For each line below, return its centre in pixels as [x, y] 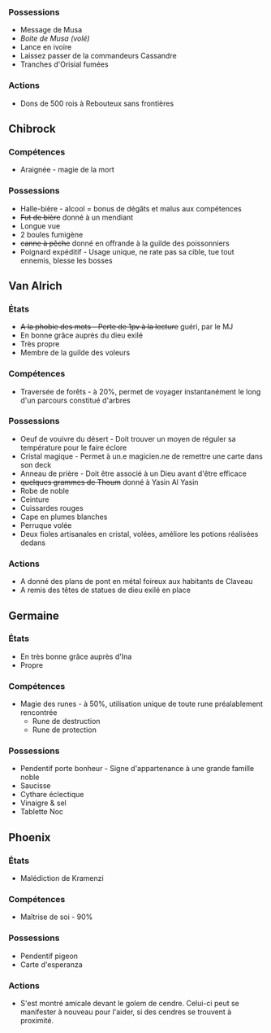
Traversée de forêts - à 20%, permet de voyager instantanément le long [140, 391]
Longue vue [40, 225]
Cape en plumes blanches [64, 516]
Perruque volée [46, 525]
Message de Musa [51, 30]
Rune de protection [65, 730]
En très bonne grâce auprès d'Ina [76, 656]
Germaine [34, 615]
